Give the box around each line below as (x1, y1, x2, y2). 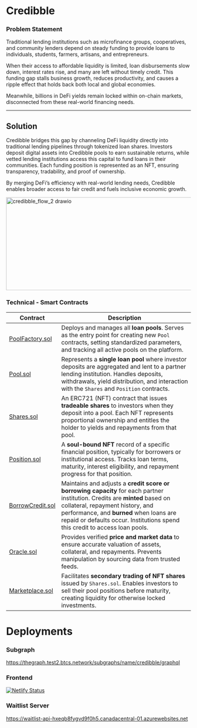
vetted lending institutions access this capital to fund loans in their (6, 156, 166, 163)
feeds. (61, 562, 79, 571)
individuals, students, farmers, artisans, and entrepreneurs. (6, 51, 150, 58)
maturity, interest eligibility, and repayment (61, 462, 179, 471)
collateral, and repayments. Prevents (61, 548, 162, 556)
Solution (6, 121, 38, 131)
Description (107, 313, 142, 321)
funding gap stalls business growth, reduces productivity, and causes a (6, 75, 179, 82)
